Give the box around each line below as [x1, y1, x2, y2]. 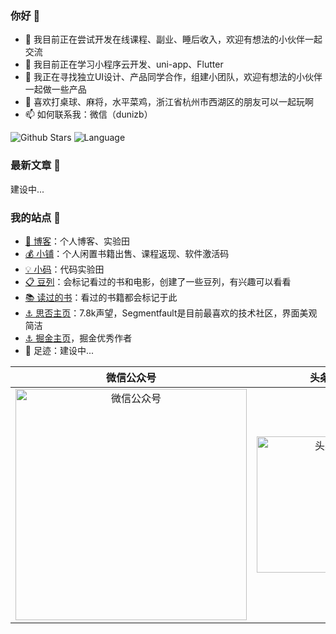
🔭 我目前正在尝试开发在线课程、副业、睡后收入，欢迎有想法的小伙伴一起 [24, 33, 323, 46]
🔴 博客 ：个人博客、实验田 [24, 235, 130, 247]
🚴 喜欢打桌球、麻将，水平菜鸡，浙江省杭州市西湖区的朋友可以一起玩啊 [24, 96, 314, 108]
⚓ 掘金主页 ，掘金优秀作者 [24, 332, 133, 344]
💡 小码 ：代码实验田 [24, 263, 105, 275]
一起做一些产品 [24, 83, 87, 96]
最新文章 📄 [10, 158, 62, 172]
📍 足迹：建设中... [24, 344, 95, 356]
